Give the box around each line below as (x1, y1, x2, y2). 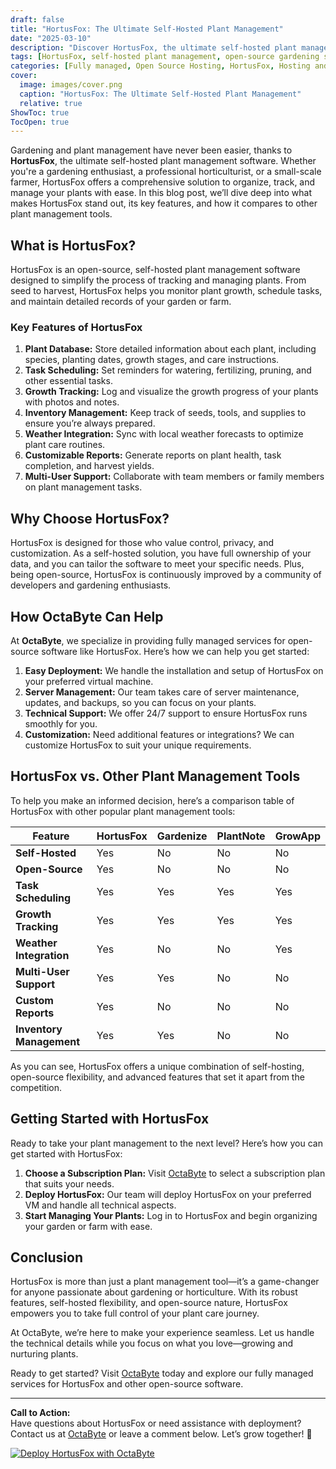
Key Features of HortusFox (10, 320, 143, 334)
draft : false (10, 14, 65, 25)
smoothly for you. (24, 717, 98, 730)
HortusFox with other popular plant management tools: (10, 805, 236, 817)
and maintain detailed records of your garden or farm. (10, 296, 232, 308)
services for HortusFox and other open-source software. (10, 1378, 244, 1390)
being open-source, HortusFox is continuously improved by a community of (10, 569, 322, 581)
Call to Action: (10, 1407, 71, 1419)
